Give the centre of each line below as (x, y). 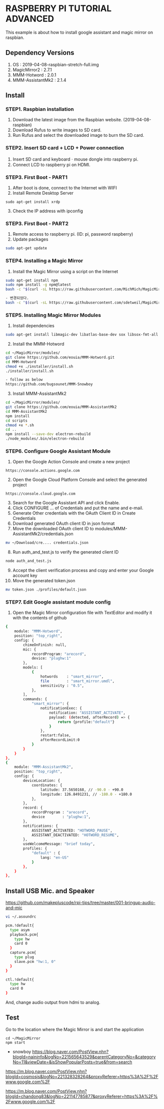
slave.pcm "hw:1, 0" (35, 961)
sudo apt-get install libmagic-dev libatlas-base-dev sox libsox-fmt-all (82, 335)
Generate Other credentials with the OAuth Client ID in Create (74, 513)
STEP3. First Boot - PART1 (36, 177)
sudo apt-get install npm (32, 280)
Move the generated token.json (44, 581)
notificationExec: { (61, 708)
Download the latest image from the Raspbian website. (67, 120)
